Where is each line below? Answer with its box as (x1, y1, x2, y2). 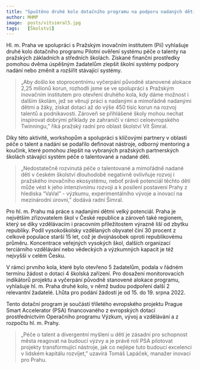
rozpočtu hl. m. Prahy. (6, 320, 61, 327)
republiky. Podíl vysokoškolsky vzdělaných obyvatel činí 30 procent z (6, 227, 177, 234)
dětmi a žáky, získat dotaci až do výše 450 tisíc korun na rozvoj (20, 104, 177, 111)
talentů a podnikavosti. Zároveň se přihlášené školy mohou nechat (20, 110, 183, 117)
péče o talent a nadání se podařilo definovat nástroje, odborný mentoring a (6, 140, 190, 148)
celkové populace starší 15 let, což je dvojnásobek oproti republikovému (6, 233, 183, 240)
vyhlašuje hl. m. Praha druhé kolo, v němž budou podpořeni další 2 (6, 283, 170, 290)
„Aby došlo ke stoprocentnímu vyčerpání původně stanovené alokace (20, 79, 192, 86)
